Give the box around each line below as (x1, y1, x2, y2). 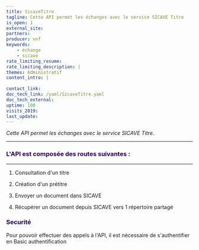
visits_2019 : (6, 108, 38, 114)
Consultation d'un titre (14, 169, 70, 176)
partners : (6, 31, 31, 37)
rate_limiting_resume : (6, 58, 62, 64)
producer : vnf (6, 36, 41, 42)
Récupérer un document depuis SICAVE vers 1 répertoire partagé (14, 203, 174, 210)
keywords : (6, 42, 31, 48)
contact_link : (6, 86, 41, 92)
